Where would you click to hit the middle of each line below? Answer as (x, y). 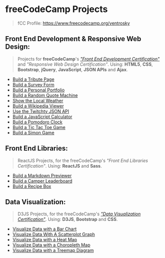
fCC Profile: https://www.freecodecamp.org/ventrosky (74, 23)
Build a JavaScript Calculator (42, 116)
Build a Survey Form (33, 84)
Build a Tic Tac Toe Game (39, 127)
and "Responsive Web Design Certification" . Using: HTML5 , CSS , (85, 64)
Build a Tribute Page (33, 79)
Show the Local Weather (38, 100)
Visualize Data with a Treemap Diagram (53, 250)
